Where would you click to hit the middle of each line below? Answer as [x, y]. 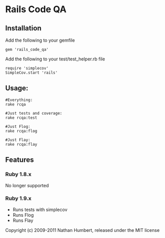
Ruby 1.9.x [19, 198]
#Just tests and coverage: [34, 113]
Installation [23, 28]
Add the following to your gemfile [40, 40]
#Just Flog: [18, 126]
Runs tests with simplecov [40, 210]
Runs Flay [23, 220]
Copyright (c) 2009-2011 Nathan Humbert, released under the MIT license [82, 230]
